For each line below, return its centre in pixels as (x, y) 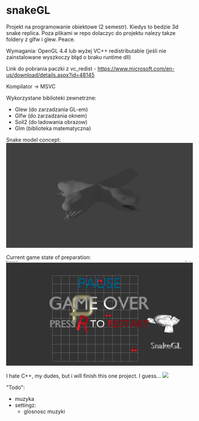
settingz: (25, 405)
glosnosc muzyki (44, 411)
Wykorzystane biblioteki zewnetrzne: (51, 98)
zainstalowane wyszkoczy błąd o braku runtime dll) (69, 57)
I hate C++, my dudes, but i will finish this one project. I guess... (84, 376)
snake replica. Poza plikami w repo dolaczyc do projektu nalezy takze (91, 33)
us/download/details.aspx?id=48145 (50, 75)
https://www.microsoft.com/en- (136, 68)
